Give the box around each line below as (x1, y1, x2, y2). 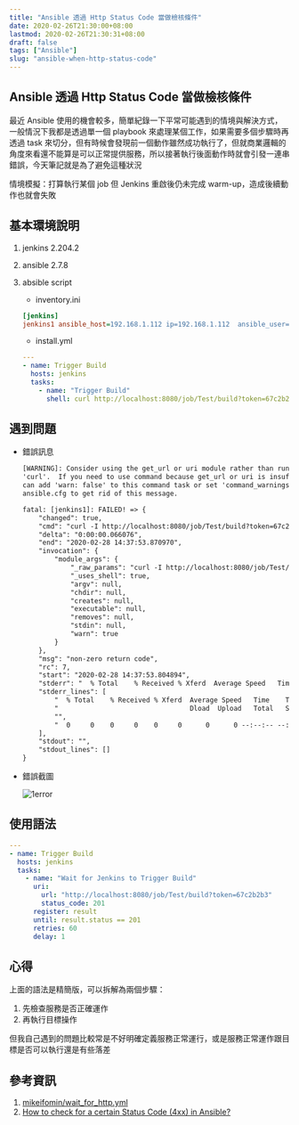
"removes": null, (69, 613, 135, 622)
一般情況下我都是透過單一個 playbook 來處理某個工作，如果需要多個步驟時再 (9, 126, 289, 136)
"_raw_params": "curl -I (69, 563, 163, 573)
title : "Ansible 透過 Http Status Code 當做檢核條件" (9, 12, 202, 22)
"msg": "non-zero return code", (38, 654, 158, 664)
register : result (32, 907, 98, 916)
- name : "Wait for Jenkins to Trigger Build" (25, 874, 198, 883)
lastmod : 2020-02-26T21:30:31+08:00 (9, 29, 145, 38)
